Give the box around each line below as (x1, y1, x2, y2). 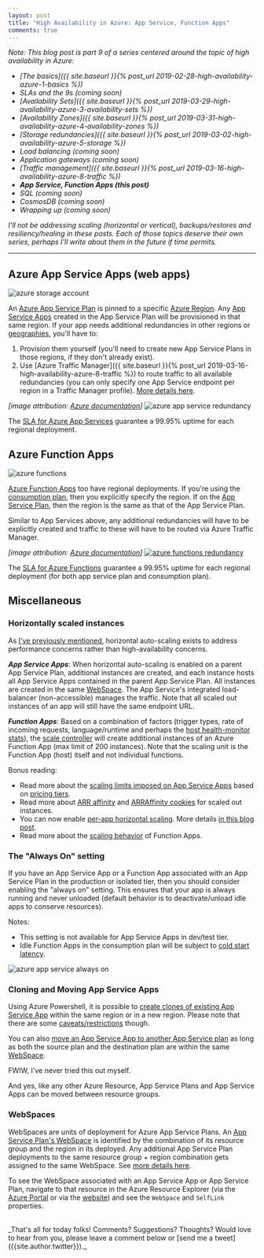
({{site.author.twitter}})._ (8, 1241, 87, 1251)
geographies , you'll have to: (8, 328, 98, 339)
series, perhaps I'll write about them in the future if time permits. (8, 237, 217, 247)
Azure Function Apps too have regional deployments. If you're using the (8, 484, 241, 493)
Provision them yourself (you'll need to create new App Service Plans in (19, 344, 252, 354)
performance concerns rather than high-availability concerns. (8, 644, 208, 654)
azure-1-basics (19, 80, 69, 89)
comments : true (8, 26, 58, 34)
